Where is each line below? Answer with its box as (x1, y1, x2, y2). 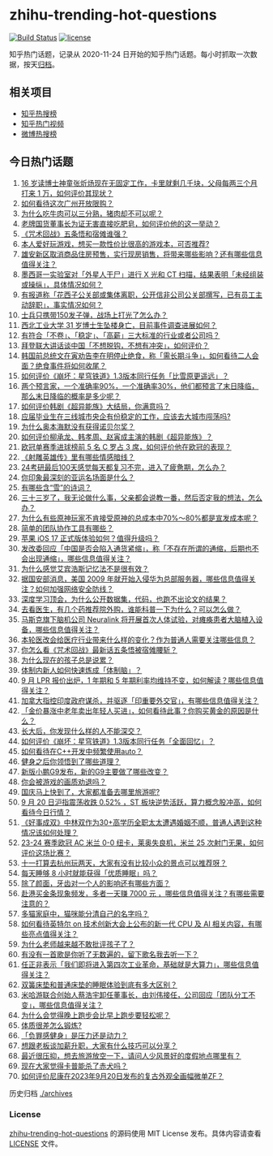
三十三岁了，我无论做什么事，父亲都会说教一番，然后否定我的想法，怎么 (20, 493, 262, 503)
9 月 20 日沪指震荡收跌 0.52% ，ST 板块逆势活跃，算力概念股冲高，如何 (20, 797, 262, 807)
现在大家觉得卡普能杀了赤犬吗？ (20, 1061, 128, 1071)
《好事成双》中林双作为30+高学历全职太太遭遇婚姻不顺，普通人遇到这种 (20, 817, 262, 827)
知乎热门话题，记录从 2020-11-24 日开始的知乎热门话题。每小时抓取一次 (9, 49, 250, 58)
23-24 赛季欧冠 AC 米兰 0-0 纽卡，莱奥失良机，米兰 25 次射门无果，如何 (20, 838, 264, 848)
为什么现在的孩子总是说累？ (20, 655, 114, 665)
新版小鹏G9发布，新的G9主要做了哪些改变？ (20, 766, 169, 776)
